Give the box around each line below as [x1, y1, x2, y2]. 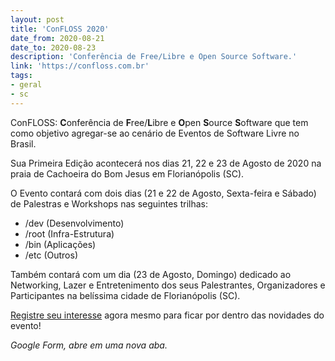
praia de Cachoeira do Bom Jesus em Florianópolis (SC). [10, 167, 245, 180]
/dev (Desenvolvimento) [24, 217, 125, 229]
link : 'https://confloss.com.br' [10, 61, 150, 71]
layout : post [10, 14, 65, 25]
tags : [10, 71, 33, 81]
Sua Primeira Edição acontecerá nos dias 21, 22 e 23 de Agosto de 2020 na [10, 157, 322, 169]
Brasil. [10, 137, 37, 150]
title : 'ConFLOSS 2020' [10, 24, 110, 34]
